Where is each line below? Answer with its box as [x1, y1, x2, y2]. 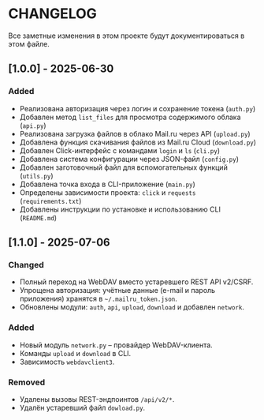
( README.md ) [19, 212, 58, 222]
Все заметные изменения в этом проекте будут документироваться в [8, 31, 245, 40]
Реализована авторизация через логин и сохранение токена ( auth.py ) [19, 103, 256, 113]
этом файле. [8, 39, 50, 48]
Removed [8, 377, 46, 388]
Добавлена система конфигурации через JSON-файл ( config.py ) [19, 154, 239, 163]
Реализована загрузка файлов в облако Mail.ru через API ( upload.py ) [19, 129, 251, 138]
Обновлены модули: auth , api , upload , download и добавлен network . [19, 302, 244, 312]
